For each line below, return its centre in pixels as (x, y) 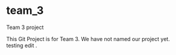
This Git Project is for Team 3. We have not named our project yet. (88, 39)
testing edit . (22, 45)
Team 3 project (25, 27)
